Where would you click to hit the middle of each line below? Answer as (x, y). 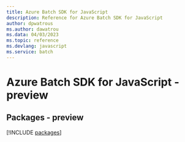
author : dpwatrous (30, 23)
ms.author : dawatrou (33, 29)
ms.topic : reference (33, 40)
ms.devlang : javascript (37, 47)
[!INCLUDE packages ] (34, 132)
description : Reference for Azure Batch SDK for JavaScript (85, 18)
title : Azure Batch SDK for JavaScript (57, 12)
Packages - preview (45, 118)
